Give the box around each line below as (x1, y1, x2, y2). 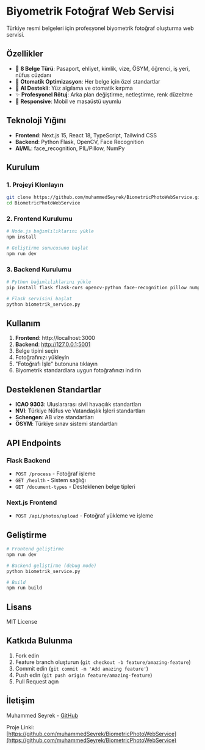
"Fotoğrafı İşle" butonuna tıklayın (15, 360, 98, 367)
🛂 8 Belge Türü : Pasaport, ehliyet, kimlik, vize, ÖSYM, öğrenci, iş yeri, (15, 65, 190, 72)
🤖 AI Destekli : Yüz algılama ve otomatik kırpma (15, 84, 133, 92)
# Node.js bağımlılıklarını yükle (6, 228, 95, 234)
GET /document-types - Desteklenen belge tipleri (15, 483, 135, 490)
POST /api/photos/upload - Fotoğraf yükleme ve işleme (15, 512, 154, 519)
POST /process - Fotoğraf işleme (15, 470, 96, 477)
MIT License (6, 618, 38, 626)
